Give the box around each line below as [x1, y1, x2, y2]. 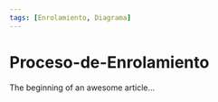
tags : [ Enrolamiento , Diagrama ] [9, 13, 131, 23]
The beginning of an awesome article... [9, 82, 156, 93]
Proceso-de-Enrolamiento [9, 51, 210, 72]
